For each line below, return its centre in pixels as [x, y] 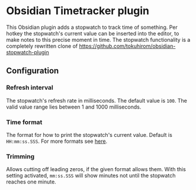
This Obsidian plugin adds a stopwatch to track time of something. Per [92, 27]
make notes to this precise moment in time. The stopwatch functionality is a [98, 40]
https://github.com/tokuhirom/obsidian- [127, 46]
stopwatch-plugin [28, 52]
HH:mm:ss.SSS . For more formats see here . [57, 141]
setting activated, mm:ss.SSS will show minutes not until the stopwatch [91, 176]
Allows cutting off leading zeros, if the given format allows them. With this [96, 169]
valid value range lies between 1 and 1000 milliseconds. [74, 107]
